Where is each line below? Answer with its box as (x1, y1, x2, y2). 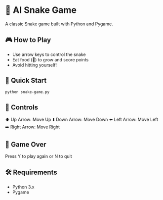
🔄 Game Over (5, 140, 46, 149)
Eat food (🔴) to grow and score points (12, 56, 89, 62)
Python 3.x (12, 184, 35, 190)
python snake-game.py (5, 89, 50, 95)
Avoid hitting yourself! (12, 62, 57, 68)
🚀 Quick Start (5, 76, 47, 85)
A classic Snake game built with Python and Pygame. (5, 21, 113, 27)
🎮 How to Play (5, 36, 51, 44)
